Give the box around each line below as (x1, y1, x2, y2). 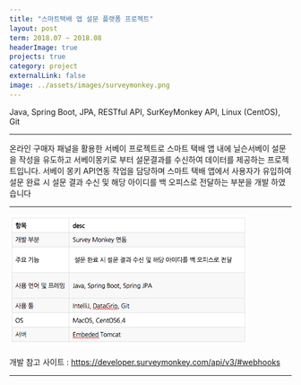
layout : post (9, 23, 58, 33)
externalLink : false (9, 72, 87, 81)
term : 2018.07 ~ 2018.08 (9, 33, 102, 42)
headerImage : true (9, 43, 78, 52)
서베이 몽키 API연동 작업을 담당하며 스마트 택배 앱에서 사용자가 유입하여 (42, 165, 292, 176)
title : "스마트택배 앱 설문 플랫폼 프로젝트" (9, 14, 154, 23)
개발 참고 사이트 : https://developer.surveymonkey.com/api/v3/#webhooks (9, 356, 280, 367)
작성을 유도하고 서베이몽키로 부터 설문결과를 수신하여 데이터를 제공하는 (18, 153, 266, 165)
